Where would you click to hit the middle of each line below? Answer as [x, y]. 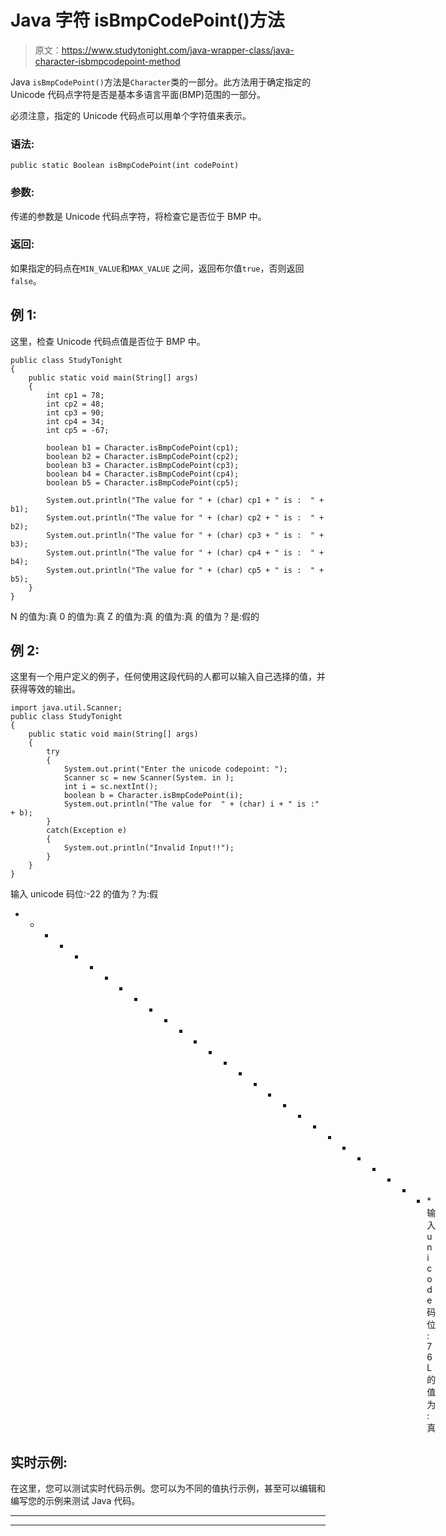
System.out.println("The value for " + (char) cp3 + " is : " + [185, 535]
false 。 [26, 280]
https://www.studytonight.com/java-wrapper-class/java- [178, 50]
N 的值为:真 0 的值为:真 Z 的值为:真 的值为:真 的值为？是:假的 [135, 616]
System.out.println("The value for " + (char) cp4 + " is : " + [185, 552]
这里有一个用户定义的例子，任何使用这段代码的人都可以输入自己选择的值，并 [168, 677]
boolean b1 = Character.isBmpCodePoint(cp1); [143, 447]
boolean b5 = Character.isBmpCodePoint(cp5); [143, 482]
